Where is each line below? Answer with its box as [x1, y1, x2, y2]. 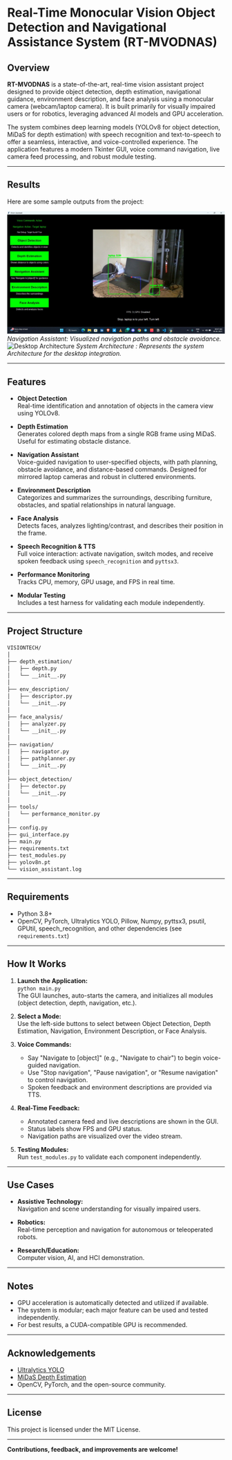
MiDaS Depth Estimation [17, 1373, 86, 1381]
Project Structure [7, 625, 83, 637]
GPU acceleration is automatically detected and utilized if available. [17, 1299, 209, 1307]
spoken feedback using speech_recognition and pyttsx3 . [17, 557, 180, 566]
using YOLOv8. [17, 409, 60, 417]
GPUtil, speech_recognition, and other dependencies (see [17, 924, 182, 932]
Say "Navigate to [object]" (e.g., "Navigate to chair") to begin [27, 1054, 202, 1062]
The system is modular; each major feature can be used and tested [17, 1306, 209, 1315]
